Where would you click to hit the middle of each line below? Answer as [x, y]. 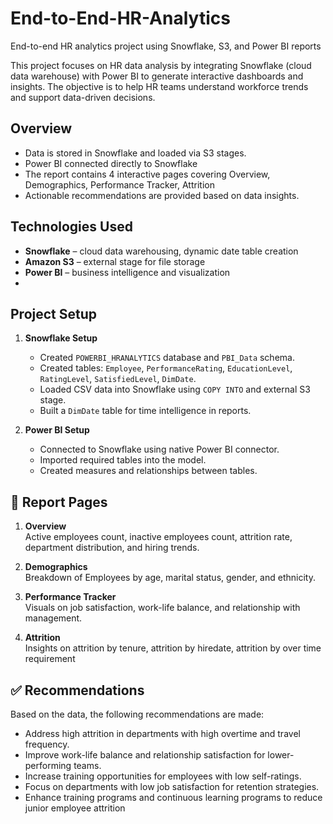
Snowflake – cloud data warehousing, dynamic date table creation [161, 251]
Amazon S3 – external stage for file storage [115, 261]
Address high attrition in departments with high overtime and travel [162, 733]
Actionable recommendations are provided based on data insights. [162, 195]
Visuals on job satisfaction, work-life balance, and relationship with [162, 608]
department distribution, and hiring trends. [112, 548]
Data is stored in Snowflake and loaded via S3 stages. [135, 153]
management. [53, 618]
